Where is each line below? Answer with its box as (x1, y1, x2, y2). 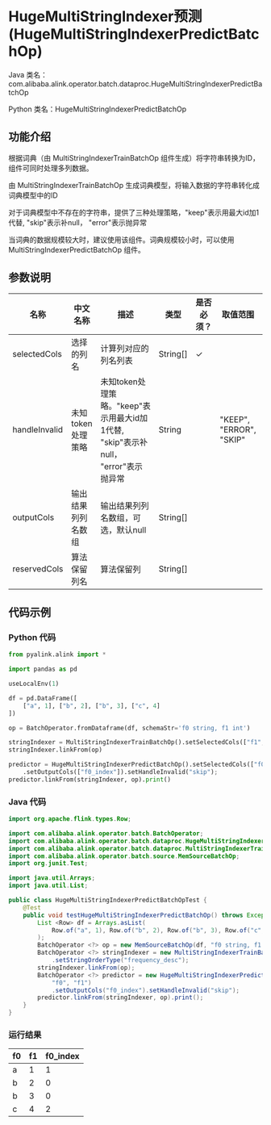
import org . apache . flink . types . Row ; (8, 815, 131, 823)
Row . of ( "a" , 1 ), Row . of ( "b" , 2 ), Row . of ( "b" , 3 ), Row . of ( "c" (51, 926, 262, 935)
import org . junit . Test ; (8, 859, 89, 868)
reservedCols (12, 562, 64, 574)
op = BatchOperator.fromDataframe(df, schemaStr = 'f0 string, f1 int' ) (8, 724, 251, 732)
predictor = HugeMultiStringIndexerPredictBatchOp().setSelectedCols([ (8, 760, 254, 769)
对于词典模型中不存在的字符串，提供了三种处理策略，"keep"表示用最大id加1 (8, 207, 260, 217)
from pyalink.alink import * (8, 650, 106, 659)
